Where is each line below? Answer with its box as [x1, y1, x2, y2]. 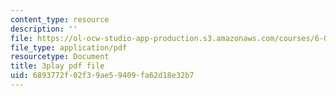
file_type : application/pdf [10, 42, 128, 53]
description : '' [10, 24, 78, 34]
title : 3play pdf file [10, 61, 105, 71]
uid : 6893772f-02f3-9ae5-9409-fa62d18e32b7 [10, 71, 195, 81]
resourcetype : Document [10, 52, 110, 62]
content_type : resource [10, 14, 110, 25]
